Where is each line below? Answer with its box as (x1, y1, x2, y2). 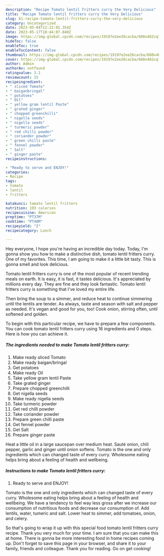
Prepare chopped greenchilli (12, 385, 70, 391)
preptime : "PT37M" (5, 215, 43, 219)
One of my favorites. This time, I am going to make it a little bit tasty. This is (5, 256, 156, 262)
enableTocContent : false (5, 48, 56, 53)
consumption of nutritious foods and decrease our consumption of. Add (5, 505, 149, 511)
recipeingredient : (5, 79, 43, 84)
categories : (5, 170, 30, 175)
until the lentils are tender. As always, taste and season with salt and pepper (5, 301, 158, 306)
